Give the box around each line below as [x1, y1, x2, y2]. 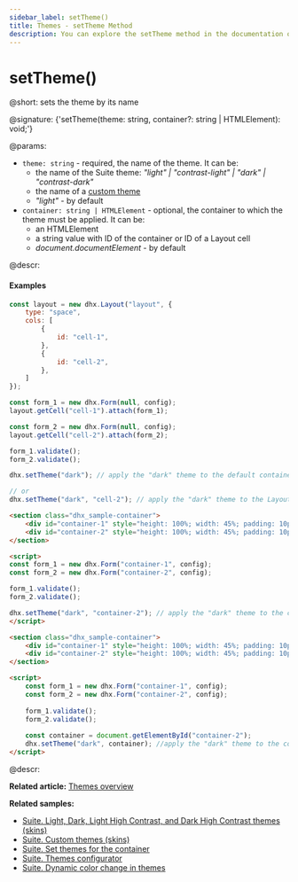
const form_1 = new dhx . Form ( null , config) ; [9, 398, 176, 408]
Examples [9, 280, 47, 291]
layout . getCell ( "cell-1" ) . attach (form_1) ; [9, 407, 169, 416]
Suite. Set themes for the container [21, 843, 151, 854]
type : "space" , [25, 308, 82, 317]
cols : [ [25, 316, 53, 325]
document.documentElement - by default [35, 243, 186, 254]
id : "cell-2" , [56, 357, 109, 366]
